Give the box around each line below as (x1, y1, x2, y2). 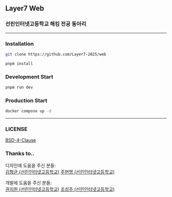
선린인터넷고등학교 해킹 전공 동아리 (5, 21, 87, 28)
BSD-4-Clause (5, 137, 36, 143)
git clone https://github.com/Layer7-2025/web (5, 51, 106, 57)
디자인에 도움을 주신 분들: (5, 162, 56, 168)
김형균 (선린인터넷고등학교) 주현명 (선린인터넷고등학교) (5, 169, 115, 175)
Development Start (5, 73, 54, 80)
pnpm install (5, 61, 33, 66)
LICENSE (5, 126, 28, 132)
